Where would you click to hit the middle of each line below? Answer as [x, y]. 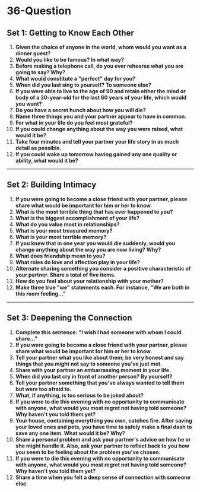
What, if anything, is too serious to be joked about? [80, 395]
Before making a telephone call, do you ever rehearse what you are [99, 66]
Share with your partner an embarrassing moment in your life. [93, 370]
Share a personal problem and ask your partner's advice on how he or [103, 439]
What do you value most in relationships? [67, 224]
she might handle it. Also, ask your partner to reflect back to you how [102, 446]
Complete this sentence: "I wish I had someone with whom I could [98, 332]
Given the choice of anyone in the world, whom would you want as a [101, 47]
